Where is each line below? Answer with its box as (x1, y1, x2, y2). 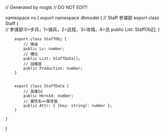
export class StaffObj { (14, 36, 67, 41)
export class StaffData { (14, 83, 70, 88)
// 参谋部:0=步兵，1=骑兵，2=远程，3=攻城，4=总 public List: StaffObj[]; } (5, 26, 160, 32)
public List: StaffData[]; (23, 56, 81, 61)
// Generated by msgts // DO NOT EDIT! (5, 5, 88, 10)
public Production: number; (23, 66, 83, 71)
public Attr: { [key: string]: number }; (23, 103, 113, 108)
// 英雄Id (23, 89, 43, 94)
